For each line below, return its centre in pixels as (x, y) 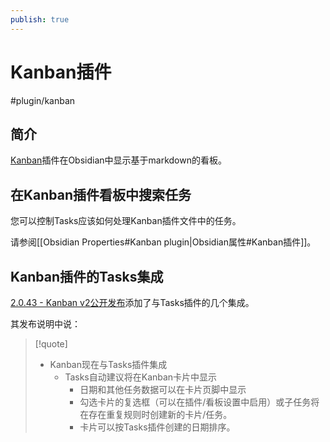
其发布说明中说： (45, 324)
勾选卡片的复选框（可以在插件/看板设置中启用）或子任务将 (199, 402)
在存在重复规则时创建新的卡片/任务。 (156, 414)
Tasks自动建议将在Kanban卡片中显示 (141, 377)
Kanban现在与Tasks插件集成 (108, 364)
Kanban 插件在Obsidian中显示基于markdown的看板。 (118, 160)
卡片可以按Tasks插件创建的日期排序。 (157, 427)
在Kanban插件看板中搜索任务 (101, 194)
